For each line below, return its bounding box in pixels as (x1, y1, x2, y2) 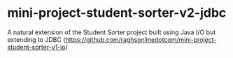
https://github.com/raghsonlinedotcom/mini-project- (65, 35, 217, 43)
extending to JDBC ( (7, 35, 66, 43)
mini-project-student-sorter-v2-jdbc (7, 5, 227, 21)
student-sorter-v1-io (7, 43, 66, 51)
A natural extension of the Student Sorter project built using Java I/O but (7, 28, 216, 36)
